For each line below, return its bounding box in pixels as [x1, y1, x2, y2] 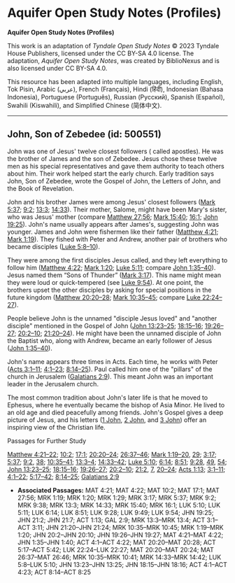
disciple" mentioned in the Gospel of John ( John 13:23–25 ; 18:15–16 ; [7, 321, 204, 330]
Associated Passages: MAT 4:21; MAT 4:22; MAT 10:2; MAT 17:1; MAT [17, 486, 220, 494]
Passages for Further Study [7, 436, 87, 445]
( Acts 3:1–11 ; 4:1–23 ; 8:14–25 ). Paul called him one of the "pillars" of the [7, 365, 213, 373]
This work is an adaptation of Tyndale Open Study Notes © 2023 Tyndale [7, 41, 220, 50]
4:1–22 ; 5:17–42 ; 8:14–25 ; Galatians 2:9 [7, 472, 120, 481]
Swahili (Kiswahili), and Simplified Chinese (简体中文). [7, 101, 162, 109]
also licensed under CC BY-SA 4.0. [7, 64, 108, 72]
